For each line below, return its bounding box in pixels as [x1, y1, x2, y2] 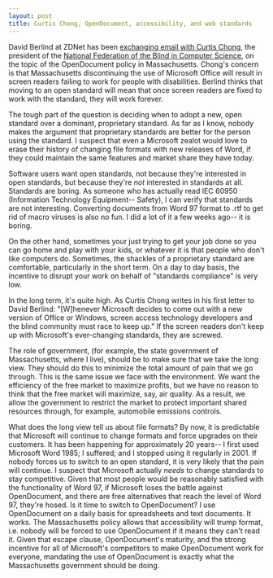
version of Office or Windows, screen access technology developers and [8, 313, 253, 322]
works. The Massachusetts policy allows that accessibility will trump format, [8, 517, 263, 527]
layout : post [8, 11, 53, 20]
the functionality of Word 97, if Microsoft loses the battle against [8, 482, 223, 493]
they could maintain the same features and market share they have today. [8, 152, 254, 163]
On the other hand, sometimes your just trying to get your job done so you [8, 236, 257, 246]
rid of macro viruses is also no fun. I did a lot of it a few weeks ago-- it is [8, 212, 251, 221]
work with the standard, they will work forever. [8, 94, 164, 103]
